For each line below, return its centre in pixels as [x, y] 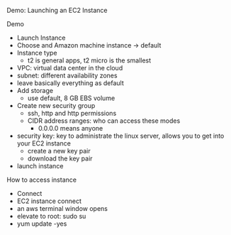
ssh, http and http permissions [72, 113]
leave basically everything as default [71, 83]
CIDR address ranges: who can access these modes [104, 121]
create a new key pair [59, 151]
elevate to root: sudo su [51, 216]
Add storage [35, 91]
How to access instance [42, 180]
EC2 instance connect [49, 201]
